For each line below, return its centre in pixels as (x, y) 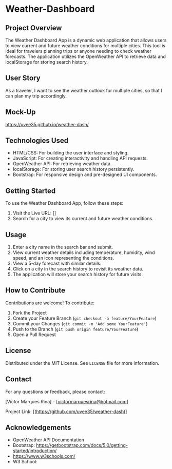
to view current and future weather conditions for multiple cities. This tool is (85, 46)
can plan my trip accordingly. (36, 96)
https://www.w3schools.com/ (44, 456)
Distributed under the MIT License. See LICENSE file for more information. (82, 363)
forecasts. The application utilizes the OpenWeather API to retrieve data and (85, 56)
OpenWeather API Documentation (49, 440)
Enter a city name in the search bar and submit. (63, 247)
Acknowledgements (38, 427)
